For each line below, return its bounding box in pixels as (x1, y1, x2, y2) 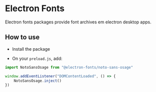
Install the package (12, 46, 50, 52)
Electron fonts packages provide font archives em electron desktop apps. (5, 19, 152, 25)
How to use (5, 33, 40, 41)
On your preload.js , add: (12, 55, 62, 61)
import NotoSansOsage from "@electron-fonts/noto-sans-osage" (5, 65, 133, 70)
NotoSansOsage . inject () (14, 78, 62, 83)
